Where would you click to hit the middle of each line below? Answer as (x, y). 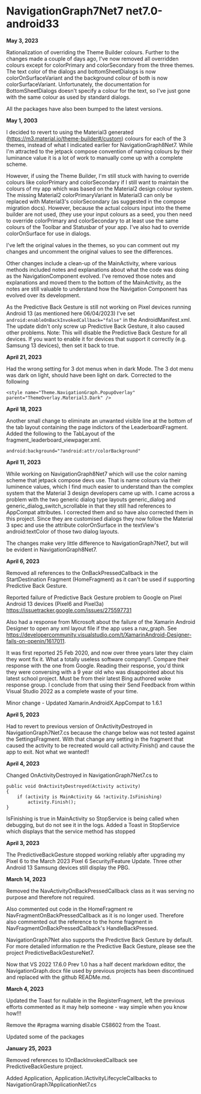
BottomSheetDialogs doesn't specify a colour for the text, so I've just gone (98, 90)
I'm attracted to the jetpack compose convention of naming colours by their (100, 151)
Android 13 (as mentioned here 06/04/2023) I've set (70, 313)
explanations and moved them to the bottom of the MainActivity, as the (94, 282)
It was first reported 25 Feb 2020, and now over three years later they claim (100, 653)
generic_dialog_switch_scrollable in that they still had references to (89, 506)
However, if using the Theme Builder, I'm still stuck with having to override (98, 175)
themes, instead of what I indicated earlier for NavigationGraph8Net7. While (100, 145)
